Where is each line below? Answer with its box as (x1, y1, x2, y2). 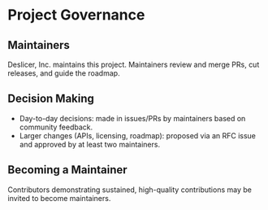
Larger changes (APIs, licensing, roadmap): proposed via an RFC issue (19, 130, 257, 140)
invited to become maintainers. (7, 193, 111, 203)
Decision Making (7, 92, 95, 106)
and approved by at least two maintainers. (19, 139, 160, 149)
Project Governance (7, 6, 145, 24)
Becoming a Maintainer (7, 163, 128, 177)
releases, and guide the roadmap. (7, 68, 120, 78)
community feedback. (19, 122, 93, 132)
